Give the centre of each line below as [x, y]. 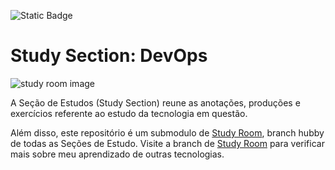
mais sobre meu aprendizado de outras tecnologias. [117, 154]
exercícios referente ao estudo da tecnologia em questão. [129, 113]
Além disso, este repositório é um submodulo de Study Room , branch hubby [167, 132]
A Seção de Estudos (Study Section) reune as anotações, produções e [155, 102]
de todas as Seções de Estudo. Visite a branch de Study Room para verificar [167, 143]
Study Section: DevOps [109, 56]
